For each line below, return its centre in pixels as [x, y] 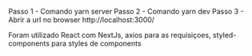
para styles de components [96, 43]
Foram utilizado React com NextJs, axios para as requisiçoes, [110, 35]
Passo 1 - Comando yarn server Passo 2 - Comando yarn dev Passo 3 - [126, 11]
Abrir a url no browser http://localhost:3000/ [81, 20]
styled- [224, 35]
